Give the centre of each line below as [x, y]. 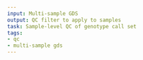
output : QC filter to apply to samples [64, 20]
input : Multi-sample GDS [43, 13]
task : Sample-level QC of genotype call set [72, 26]
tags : [15, 33]
